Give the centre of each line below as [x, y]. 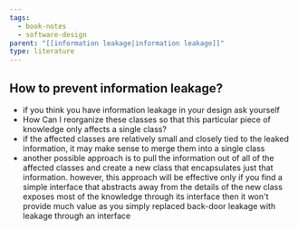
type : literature [42, 52]
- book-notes [42, 26]
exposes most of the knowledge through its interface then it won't [145, 196]
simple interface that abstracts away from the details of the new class [153, 187]
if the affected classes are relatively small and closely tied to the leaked [156, 139]
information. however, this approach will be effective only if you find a [153, 177]
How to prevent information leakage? [116, 88]
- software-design [53, 34]
